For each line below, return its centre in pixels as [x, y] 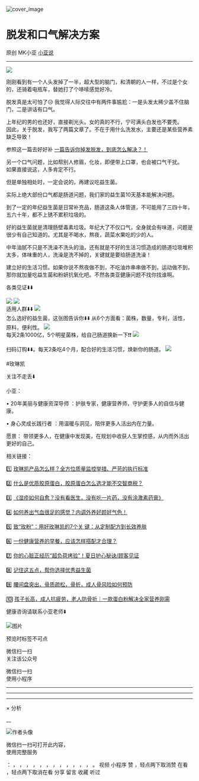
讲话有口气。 [42, 109]
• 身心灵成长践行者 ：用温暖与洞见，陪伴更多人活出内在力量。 [82, 423]
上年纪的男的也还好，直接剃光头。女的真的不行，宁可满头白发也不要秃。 [94, 122]
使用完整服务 [22, 752]
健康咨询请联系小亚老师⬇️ [36, 611]
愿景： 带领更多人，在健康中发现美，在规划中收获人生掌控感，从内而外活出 [98, 436]
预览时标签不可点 [27, 639]
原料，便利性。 [24, 327]
